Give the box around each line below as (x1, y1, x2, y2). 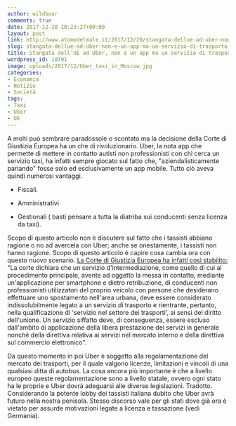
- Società (7, 89, 37, 96)
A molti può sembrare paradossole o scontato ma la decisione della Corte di (7, 134, 227, 143)
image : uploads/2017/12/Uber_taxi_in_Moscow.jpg (7, 63, 152, 70)
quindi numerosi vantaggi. (7, 172, 83, 180)
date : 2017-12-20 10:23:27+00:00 (7, 23, 105, 30)
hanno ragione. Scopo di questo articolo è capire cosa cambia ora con (7, 248, 211, 257)
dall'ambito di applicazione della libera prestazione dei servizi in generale (7, 323, 220, 331)
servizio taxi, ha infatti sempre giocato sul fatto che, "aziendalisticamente (7, 156, 220, 165)
